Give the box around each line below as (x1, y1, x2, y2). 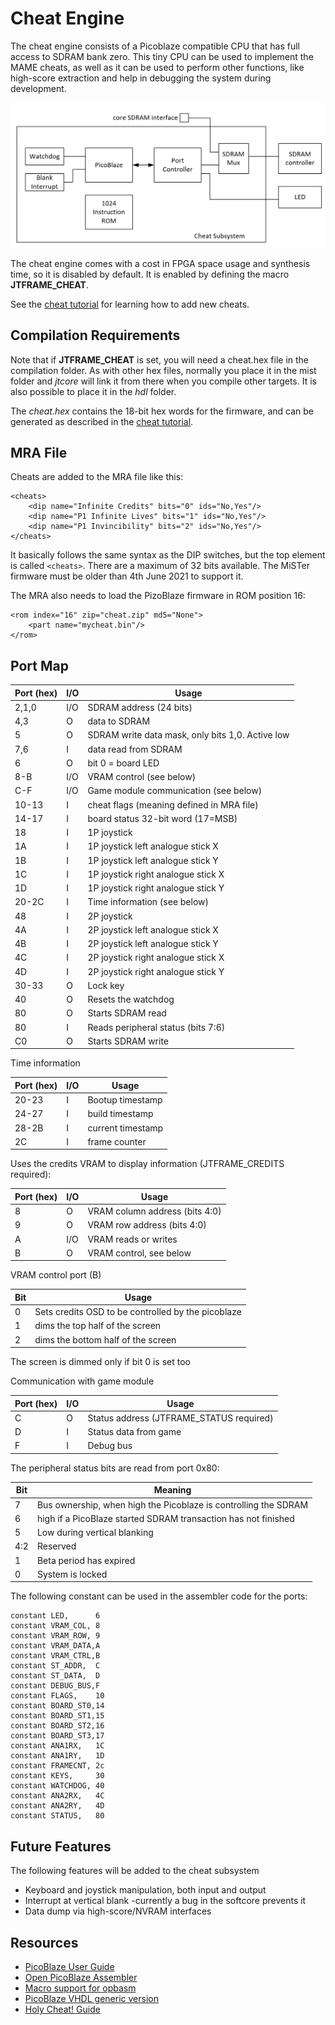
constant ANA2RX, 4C (10, 1791, 105, 1801)
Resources (10, 1934, 79, 1951)
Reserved (36, 1540, 77, 1552)
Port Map (10, 657, 69, 674)
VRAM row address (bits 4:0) (87, 1219, 207, 1231)
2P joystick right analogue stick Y (87, 965, 225, 977)
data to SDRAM (87, 715, 151, 727)
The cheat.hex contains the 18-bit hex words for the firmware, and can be (10, 405, 314, 417)
